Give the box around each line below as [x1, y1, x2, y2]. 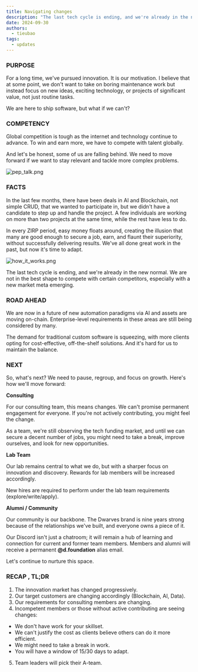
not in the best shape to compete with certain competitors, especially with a [6, 275, 190, 282]
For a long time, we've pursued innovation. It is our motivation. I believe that [6, 74, 190, 82]
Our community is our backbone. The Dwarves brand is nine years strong [6, 516, 184, 523]
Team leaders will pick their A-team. [14, 659, 103, 666]
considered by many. [6, 322, 57, 329]
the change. [6, 416, 35, 423]
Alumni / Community [6, 505, 58, 512]
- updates [11, 42, 35, 48]
